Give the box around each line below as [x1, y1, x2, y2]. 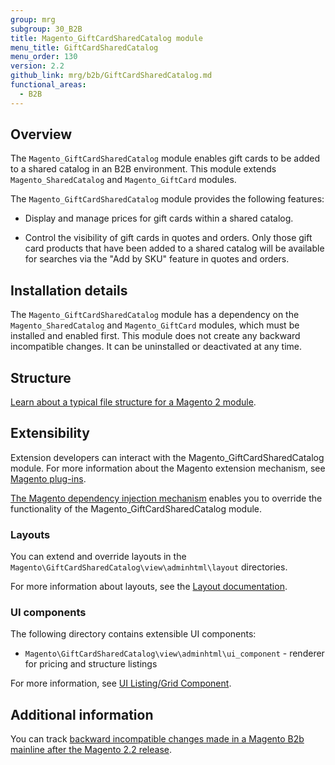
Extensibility [10, 425, 90, 442]
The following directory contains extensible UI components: [10, 628, 257, 640]
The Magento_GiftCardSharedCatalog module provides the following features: [10, 193, 325, 205]
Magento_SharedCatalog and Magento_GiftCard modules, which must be [10, 319, 300, 331]
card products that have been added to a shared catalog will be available [24, 242, 325, 255]
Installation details [10, 282, 128, 299]
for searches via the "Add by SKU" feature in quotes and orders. [24, 253, 290, 265]
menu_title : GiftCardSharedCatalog [10, 42, 159, 53]
